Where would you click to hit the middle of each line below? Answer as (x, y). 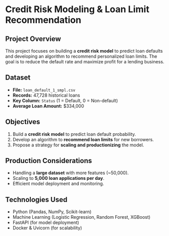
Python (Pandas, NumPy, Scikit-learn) (52, 212)
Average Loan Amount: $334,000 (48, 106)
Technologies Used (36, 199)
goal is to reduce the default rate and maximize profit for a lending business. (85, 62)
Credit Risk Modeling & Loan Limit (77, 9)
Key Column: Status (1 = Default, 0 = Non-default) (65, 100)
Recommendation (43, 20)
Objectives (23, 122)
